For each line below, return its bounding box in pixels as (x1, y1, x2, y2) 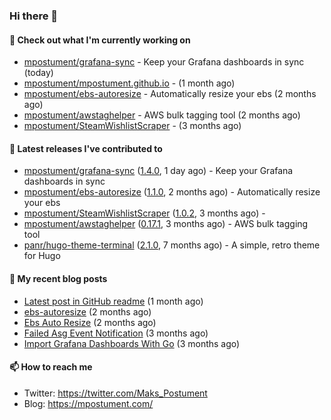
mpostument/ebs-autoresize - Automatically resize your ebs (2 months (23, 88, 317, 100)
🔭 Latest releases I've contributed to (9, 142, 163, 154)
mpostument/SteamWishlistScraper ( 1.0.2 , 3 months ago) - (23, 207, 266, 219)
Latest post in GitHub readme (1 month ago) (23, 295, 204, 307)
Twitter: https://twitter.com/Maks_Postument (23, 387, 208, 399)
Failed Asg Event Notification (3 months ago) (23, 327, 209, 339)
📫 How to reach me (9, 361, 93, 373)
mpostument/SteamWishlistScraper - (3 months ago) (23, 120, 242, 132)
